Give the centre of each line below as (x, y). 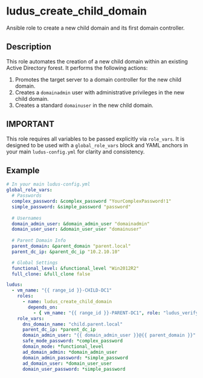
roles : (25, 296)
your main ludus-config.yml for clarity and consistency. (76, 152)
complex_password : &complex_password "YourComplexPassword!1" (92, 201)
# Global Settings (35, 263)
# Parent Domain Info (39, 241)
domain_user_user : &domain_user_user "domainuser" (77, 229)
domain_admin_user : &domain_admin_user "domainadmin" (81, 224)
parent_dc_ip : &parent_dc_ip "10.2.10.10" (66, 252)
